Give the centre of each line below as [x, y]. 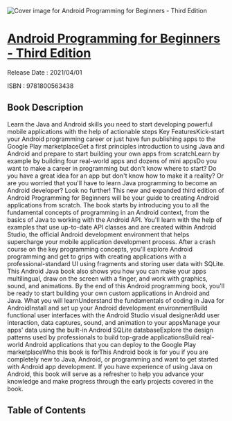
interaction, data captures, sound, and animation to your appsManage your [114, 322]
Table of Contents [47, 410]
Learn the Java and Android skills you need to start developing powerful [110, 124]
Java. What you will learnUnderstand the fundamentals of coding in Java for [116, 300]
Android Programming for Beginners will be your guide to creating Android [113, 198]
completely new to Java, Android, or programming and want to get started [113, 359]
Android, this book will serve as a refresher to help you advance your [106, 374]
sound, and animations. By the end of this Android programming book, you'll [116, 286]
